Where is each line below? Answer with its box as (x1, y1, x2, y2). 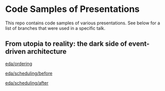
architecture (27, 47, 67, 56)
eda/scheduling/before (5, 70, 53, 76)
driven (5, 47, 26, 56)
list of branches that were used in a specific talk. (5, 25, 106, 31)
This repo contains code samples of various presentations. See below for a (5, 20, 160, 26)
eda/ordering (5, 61, 33, 67)
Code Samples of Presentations (5, 3, 140, 15)
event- (128, 40, 150, 48)
